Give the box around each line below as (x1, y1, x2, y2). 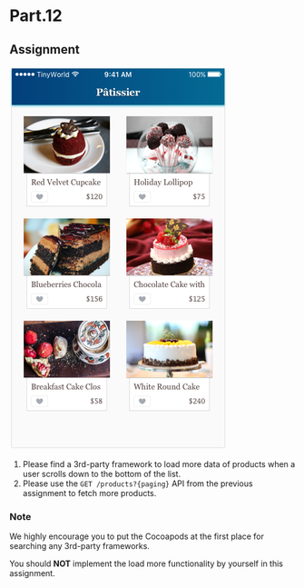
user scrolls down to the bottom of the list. (22, 469, 181, 479)
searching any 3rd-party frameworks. (9, 541, 150, 552)
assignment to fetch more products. (22, 488, 157, 498)
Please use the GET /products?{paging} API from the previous (22, 478, 253, 489)
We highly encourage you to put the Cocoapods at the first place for (9, 531, 265, 542)
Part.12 (9, 5, 63, 26)
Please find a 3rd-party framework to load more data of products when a (22, 459, 296, 469)
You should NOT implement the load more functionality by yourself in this (9, 558, 284, 569)
